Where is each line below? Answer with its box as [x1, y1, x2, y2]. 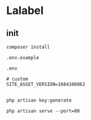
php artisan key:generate [6, 97, 72, 104]
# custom [6, 76, 29, 82]
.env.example [6, 55, 39, 61]
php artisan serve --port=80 [6, 108, 80, 114]
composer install [6, 44, 50, 50]
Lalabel [6, 4, 44, 18]
